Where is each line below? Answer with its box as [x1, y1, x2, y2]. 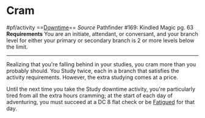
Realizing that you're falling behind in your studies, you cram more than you [6, 60, 196, 68]
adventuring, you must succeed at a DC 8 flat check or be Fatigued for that [6, 98, 195, 105]
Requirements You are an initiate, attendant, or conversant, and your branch [6, 30, 198, 37]
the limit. [6, 43, 29, 50]
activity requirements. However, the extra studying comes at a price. [6, 74, 178, 81]
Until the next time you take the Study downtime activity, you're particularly [6, 85, 196, 92]
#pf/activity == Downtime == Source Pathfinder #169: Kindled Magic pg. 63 [6, 24, 194, 31]
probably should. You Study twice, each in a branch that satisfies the [6, 67, 179, 74]
